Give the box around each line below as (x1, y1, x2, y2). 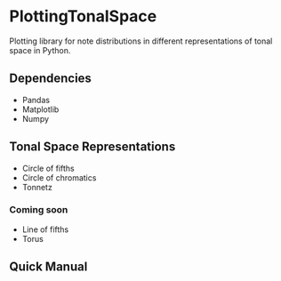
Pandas (21, 94, 51, 105)
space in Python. (9, 44, 71, 55)
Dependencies (9, 71, 92, 86)
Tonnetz (21, 181, 53, 192)
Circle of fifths (21, 163, 75, 173)
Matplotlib (21, 104, 60, 115)
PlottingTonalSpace (9, 6, 157, 27)
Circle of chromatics (21, 172, 97, 183)
